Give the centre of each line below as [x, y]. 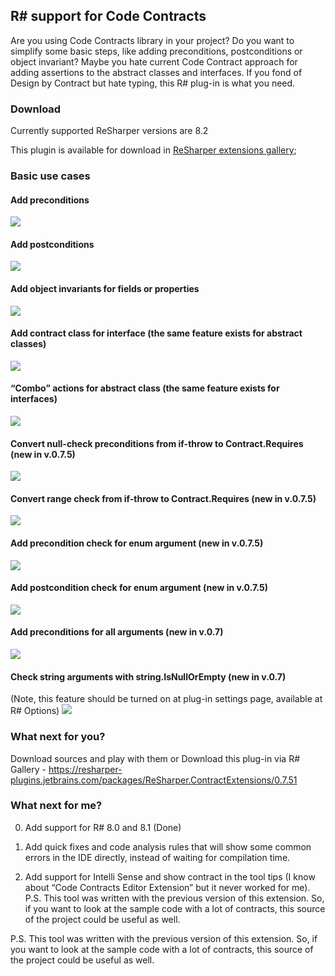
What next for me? [56, 806]
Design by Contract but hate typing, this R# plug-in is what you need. [153, 83]
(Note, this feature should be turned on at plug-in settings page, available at [166, 699]
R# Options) [35, 711]
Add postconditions [52, 244]
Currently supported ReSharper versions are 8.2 [109, 131]
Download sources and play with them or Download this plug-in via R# [155, 758]
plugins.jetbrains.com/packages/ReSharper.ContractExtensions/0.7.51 [154, 780]
